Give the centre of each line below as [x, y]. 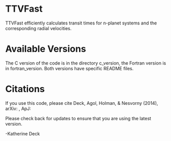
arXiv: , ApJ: [18, 108]
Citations [25, 89]
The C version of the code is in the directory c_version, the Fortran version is [86, 63]
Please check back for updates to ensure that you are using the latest [78, 118]
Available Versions [46, 49]
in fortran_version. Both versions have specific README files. [69, 68]
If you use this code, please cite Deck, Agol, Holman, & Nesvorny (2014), [82, 103]
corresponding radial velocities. [39, 28]
